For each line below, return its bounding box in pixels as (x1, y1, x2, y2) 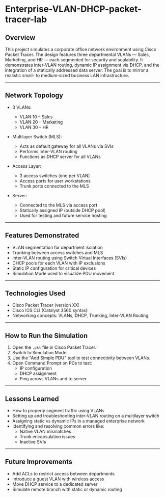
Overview (5, 33, 36, 42)
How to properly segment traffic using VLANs (12, 408, 105, 414)
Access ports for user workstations (19, 178, 91, 183)
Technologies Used (5, 289, 65, 298)
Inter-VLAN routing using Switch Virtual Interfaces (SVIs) (12, 255, 127, 261)
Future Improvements (5, 458, 73, 466)
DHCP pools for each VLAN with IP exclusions (12, 260, 106, 266)
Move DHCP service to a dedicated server (12, 481, 98, 487)
